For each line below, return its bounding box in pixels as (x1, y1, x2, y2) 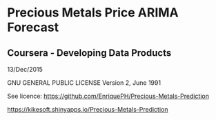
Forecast (7, 19, 59, 35)
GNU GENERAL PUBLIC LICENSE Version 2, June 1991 (7, 79, 161, 87)
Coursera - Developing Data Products (7, 47, 172, 59)
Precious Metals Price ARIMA (7, 5, 179, 21)
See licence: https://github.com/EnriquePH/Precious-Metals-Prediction (7, 92, 209, 100)
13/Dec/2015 (7, 66, 43, 73)
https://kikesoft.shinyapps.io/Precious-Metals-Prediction (7, 106, 168, 113)
